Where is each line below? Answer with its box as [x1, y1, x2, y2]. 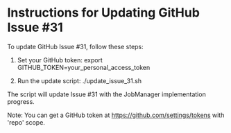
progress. [7, 97, 35, 105]
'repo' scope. [7, 118, 45, 126]
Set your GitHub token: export [17, 55, 103, 64]
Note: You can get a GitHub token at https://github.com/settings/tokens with [7, 111, 225, 119]
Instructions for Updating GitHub [7, 5, 200, 21]
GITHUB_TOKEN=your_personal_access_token [17, 63, 151, 71]
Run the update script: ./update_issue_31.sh [17, 76, 142, 85]
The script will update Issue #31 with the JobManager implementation [7, 90, 206, 98]
